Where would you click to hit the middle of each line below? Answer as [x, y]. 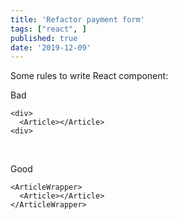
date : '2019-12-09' [51, 47]
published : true [44, 38]
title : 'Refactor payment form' [77, 19]
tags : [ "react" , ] [48, 29]
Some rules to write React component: [89, 76]
